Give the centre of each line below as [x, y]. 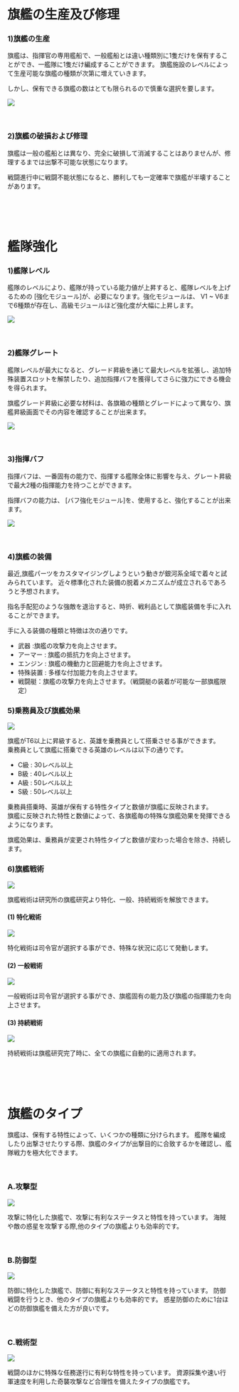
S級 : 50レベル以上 [45, 792]
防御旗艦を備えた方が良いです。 [66, 1308]
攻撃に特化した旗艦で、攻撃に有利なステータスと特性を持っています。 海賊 [117, 1217]
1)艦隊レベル [29, 271]
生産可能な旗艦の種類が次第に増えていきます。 [81, 74]
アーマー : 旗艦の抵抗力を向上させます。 [76, 655]
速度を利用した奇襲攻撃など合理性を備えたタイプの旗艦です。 [103, 1381]
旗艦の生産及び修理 [64, 15]
